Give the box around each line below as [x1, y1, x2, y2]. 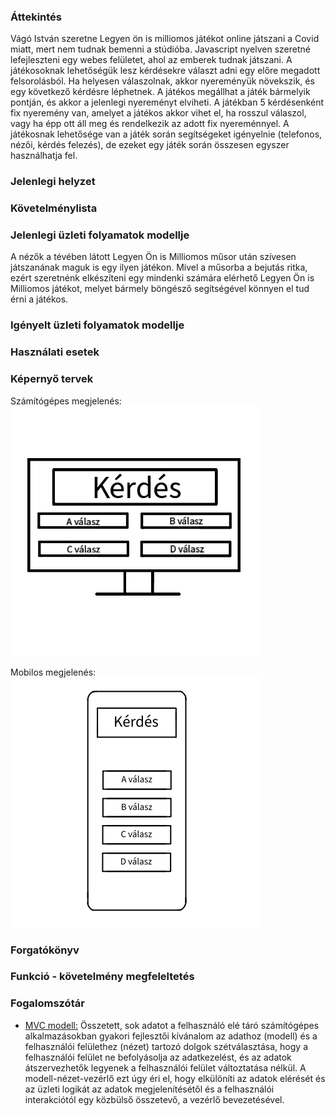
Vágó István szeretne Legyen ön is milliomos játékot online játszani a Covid [10, 33, 320, 45]
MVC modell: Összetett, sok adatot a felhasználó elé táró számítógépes [24, 1019, 320, 1031]
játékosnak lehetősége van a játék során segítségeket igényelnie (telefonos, [10, 128, 323, 140]
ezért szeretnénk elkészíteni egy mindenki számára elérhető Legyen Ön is [10, 272, 315, 284]
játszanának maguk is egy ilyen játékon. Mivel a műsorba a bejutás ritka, [10, 261, 308, 274]
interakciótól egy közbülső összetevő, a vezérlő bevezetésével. [24, 1093, 285, 1105]
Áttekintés [10, 10, 63, 24]
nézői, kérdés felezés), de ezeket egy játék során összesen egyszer [10, 139, 290, 151]
